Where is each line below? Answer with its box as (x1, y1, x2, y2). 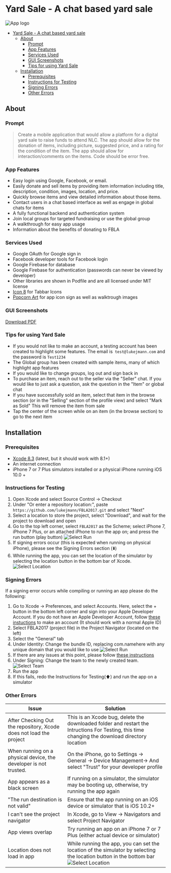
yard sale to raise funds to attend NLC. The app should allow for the (17, 136, 160, 143)
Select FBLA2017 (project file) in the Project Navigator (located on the (12, 625, 159, 631)
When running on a (8, 747, 53, 754)
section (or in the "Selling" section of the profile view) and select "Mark (12, 397, 162, 403)
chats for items (12, 204, 44, 211)
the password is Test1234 (12, 354, 66, 360)
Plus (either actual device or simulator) (67, 832, 160, 839)
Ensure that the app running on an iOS (67, 796, 159, 803)
